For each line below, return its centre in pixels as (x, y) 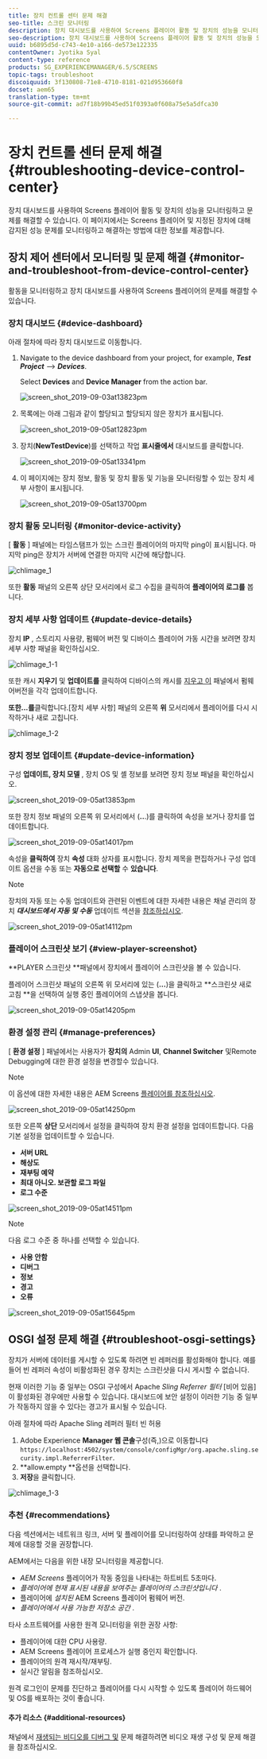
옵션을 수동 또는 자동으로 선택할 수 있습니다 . (91, 869)
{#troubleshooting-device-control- (127, 170)
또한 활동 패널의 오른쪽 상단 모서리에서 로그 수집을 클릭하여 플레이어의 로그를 (127, 587)
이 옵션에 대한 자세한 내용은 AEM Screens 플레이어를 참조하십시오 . (112, 1093)
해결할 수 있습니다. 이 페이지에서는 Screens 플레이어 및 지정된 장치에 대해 (137, 220)
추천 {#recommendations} (59, 1515)
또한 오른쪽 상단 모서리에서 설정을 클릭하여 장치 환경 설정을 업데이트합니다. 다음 (131, 1126)
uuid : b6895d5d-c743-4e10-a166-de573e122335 (83, 45)
